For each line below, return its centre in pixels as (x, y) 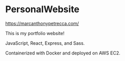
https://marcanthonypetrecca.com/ (42, 23)
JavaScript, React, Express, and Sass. (45, 43)
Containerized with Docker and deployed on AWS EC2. (63, 53)
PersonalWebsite (43, 9)
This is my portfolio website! (35, 33)
